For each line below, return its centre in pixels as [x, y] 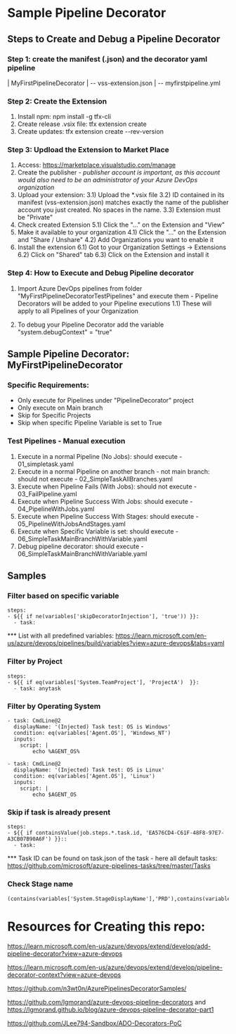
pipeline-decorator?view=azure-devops [65, 953]
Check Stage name [40, 884]
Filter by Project [35, 662]
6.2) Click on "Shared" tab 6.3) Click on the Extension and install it [113, 255]
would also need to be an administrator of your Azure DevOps [107, 180]
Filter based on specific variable [63, 596]
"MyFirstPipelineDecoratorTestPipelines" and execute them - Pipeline [118, 296]
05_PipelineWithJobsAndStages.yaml [72, 524]
